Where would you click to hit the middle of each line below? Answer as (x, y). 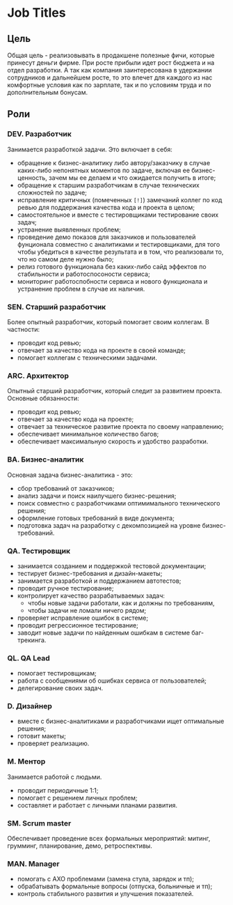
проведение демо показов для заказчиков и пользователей (106, 237)
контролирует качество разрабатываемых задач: (91, 595)
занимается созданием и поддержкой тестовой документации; (112, 565)
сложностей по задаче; (52, 192)
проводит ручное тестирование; (65, 588)
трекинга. (32, 640)
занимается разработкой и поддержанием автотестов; (99, 581)
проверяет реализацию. (53, 743)
